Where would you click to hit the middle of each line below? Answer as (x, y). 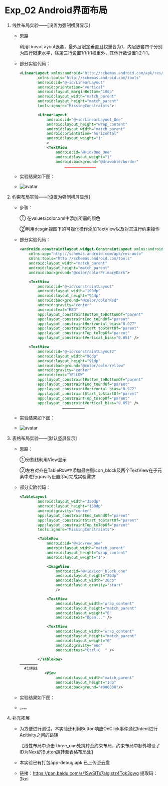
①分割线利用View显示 (43, 460)
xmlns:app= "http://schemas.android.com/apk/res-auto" (86, 254)
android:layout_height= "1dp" (86, 682)
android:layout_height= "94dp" (69, 296)
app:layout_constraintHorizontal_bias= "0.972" (87, 389)
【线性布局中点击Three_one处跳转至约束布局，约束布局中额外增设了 (90, 745)
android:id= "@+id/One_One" (84, 152)
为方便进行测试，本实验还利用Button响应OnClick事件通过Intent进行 (89, 728)
